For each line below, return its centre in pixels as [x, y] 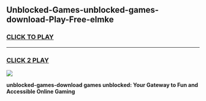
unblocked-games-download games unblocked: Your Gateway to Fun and [102, 84]
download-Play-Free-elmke [60, 20]
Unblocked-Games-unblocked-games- [83, 10]
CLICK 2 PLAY [28, 60]
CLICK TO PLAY [30, 37]
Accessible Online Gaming [41, 91]
